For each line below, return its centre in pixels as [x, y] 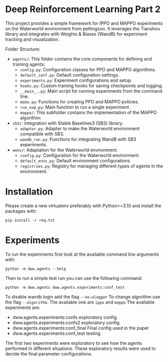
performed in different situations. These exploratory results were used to [80, 348]
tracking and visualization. [32, 39]
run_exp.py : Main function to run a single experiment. [75, 107]
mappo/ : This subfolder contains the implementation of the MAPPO [88, 112]
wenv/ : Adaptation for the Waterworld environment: [65, 150]
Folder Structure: [23, 49]
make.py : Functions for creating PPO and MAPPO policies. [79, 101]
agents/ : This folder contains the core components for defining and [82, 58]
